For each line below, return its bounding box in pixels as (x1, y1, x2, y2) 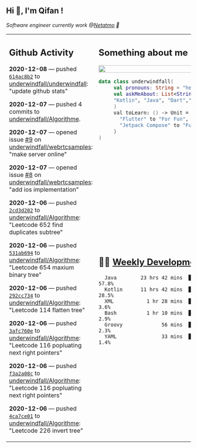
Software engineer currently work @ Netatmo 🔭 (6, 21, 120, 28)
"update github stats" (9, 87, 68, 95)
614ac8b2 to (9, 72, 40, 81)
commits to (9, 108, 40, 116)
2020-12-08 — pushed (9, 65, 77, 73)
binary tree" (9, 271, 42, 279)
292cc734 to (9, 292, 40, 300)
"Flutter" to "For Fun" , (119, 116, 189, 122)
